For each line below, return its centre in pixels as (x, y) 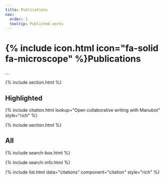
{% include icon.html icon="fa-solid (82, 48)
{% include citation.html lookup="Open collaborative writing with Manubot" (83, 110)
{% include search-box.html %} (38, 153)
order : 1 (19, 19)
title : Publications (27, 10)
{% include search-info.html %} (38, 162)
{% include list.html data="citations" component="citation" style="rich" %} (82, 172)
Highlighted (24, 98)
